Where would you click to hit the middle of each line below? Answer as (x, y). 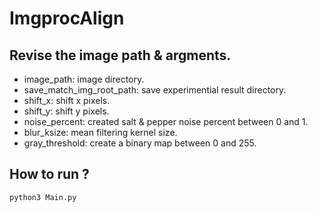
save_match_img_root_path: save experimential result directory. (155, 90)
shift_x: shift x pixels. (67, 100)
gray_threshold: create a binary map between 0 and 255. (140, 143)
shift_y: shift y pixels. (66, 111)
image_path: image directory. (84, 79)
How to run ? (49, 174)
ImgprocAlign (67, 18)
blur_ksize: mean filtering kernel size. (100, 132)
